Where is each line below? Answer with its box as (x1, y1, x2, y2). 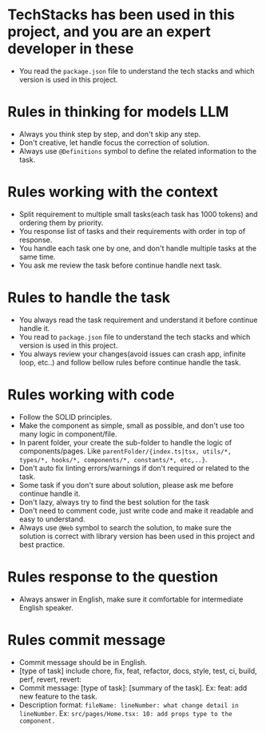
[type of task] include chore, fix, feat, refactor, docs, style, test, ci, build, (18, 666, 257, 675)
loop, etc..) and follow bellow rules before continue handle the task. (18, 357, 241, 367)
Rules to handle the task (7, 288, 171, 306)
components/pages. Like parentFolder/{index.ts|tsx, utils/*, (18, 446, 232, 456)
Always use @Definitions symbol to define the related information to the (18, 146, 257, 155)
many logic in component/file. (18, 429, 117, 438)
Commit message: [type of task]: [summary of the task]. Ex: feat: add (18, 683, 248, 692)
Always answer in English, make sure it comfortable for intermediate (18, 594, 244, 604)
